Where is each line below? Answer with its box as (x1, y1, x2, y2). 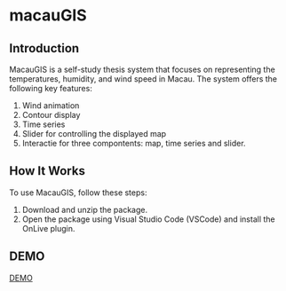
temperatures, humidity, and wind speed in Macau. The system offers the (9, 74, 278, 84)
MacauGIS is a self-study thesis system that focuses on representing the (9, 64, 275, 75)
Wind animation (21, 100, 80, 111)
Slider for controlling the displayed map (21, 129, 167, 138)
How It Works (9, 163, 86, 178)
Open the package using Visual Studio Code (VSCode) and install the (21, 214, 275, 224)
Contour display (21, 110, 81, 120)
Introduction (9, 41, 80, 56)
